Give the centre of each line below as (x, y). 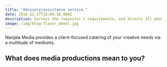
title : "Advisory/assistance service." (46, 10)
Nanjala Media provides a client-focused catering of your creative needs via (83, 37)
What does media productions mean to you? (75, 58)
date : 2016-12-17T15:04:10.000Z (39, 14)
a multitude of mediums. (30, 43)
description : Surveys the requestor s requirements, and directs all (79, 19)
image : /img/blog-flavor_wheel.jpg (42, 23)
